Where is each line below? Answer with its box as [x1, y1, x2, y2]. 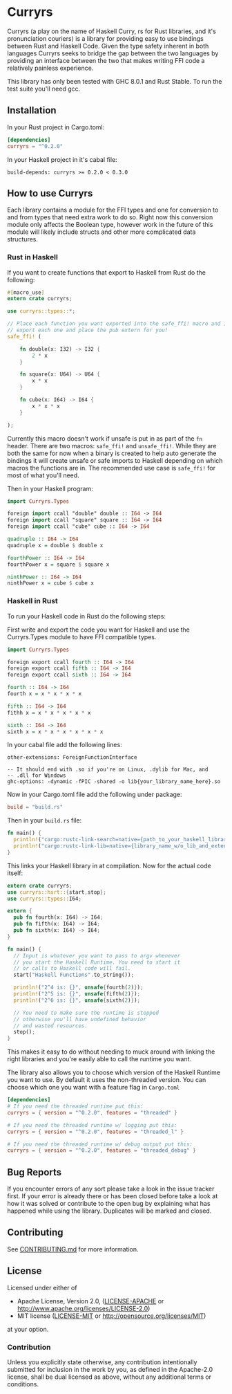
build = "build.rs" [7, 804, 64, 811]
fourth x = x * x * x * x [7, 690, 81, 697]
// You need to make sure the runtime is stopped [13, 1009, 159, 1016]
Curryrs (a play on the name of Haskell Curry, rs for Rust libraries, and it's [7, 27, 216, 35]
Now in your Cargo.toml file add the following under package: [7, 790, 182, 799]
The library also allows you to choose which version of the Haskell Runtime [7, 1068, 221, 1076]
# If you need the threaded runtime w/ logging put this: [7, 1121, 177, 1128]
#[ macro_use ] [7, 288, 45, 296]
